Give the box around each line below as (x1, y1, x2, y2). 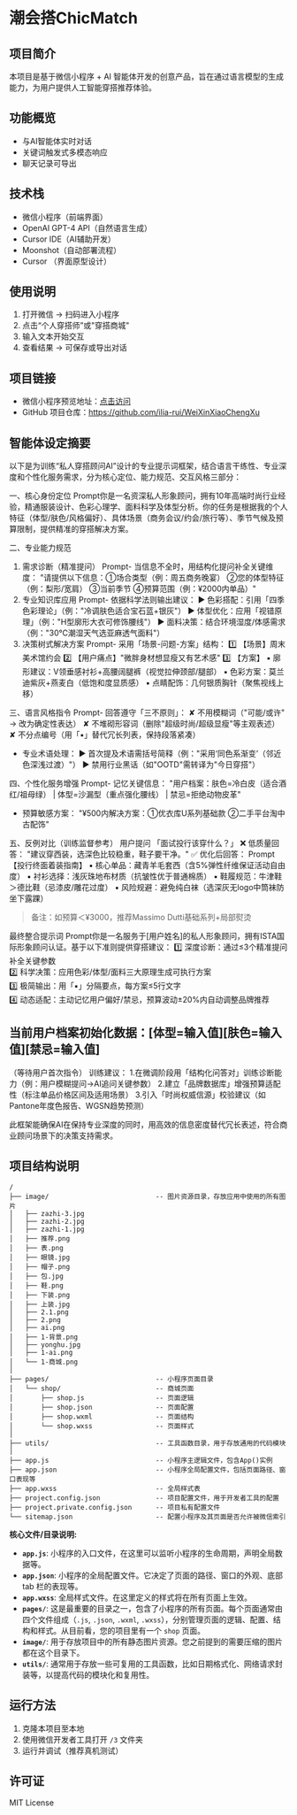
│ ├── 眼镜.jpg (9, 1253, 71, 1262)
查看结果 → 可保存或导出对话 (21, 342, 128, 353)
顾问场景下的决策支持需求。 (16, 1130, 118, 1141)
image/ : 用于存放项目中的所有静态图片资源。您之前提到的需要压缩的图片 (21, 1636, 283, 1647)
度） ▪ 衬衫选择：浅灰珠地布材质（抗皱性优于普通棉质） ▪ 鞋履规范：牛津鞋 (9, 871, 283, 881)
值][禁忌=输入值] (9, 1042, 101, 1057)
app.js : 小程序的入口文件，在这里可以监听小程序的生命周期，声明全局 (21, 1548, 276, 1558)
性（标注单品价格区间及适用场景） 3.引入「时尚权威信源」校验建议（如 (9, 1089, 267, 1100)
